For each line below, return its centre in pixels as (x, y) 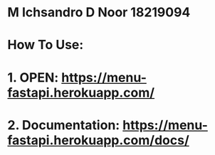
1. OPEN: (33, 77)
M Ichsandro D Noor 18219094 (99, 12)
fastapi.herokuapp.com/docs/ (99, 140)
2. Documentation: (64, 125)
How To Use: (46, 45)
